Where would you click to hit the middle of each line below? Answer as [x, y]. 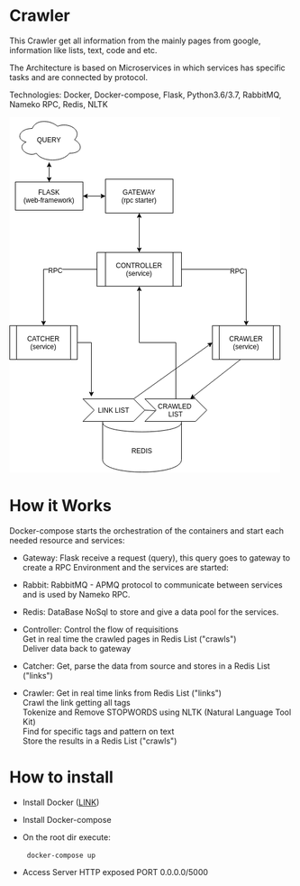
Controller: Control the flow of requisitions [100, 629]
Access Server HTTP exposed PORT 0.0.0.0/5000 [115, 872]
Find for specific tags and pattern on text [98, 731]
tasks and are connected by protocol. [79, 77]
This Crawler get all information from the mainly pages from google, [135, 41]
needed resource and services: [67, 540]
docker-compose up [61, 855]
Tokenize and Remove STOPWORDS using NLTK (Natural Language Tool [157, 712]
